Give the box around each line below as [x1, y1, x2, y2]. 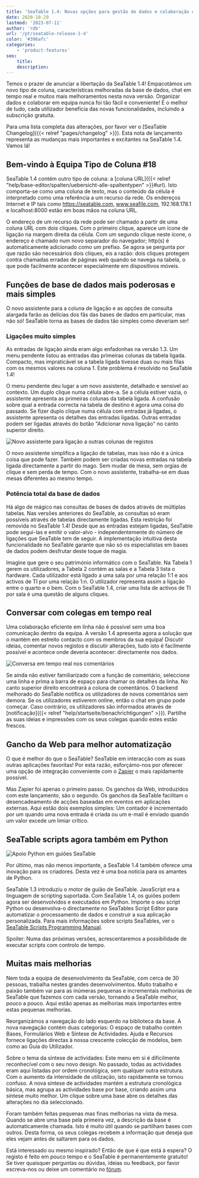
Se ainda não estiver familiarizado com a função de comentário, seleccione [6, 672, 190, 679]
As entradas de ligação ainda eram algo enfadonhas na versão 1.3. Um [6, 346, 178, 353]
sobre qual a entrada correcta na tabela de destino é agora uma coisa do [6, 402, 184, 409]
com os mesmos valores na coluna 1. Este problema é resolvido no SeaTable [6, 365, 192, 372]
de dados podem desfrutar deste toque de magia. [6, 547, 127, 554]
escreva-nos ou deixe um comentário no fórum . [6, 1166, 123, 1173]
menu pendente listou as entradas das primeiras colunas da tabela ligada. [6, 352, 187, 359]
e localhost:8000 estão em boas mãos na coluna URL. [6, 207, 138, 214]
